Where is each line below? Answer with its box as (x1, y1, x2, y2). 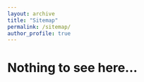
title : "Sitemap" (7, 17, 59, 24)
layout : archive (7, 10, 55, 18)
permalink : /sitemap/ (7, 23, 71, 30)
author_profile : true (7, 29, 71, 37)
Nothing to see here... (7, 60, 138, 76)
